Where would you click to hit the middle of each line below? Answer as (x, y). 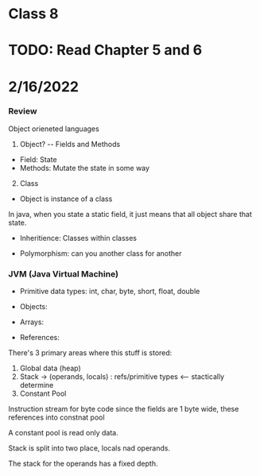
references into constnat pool (56, 417)
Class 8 (33, 14)
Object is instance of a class (66, 199)
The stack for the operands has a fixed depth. (83, 464)
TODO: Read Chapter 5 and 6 (105, 50)
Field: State (38, 159)
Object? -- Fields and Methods (70, 144)
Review (23, 111)
